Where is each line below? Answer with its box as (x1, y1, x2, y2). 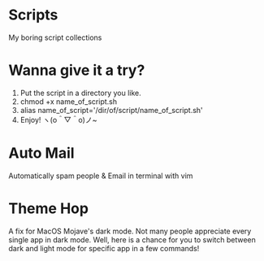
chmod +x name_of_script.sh (19, 96, 118, 107)
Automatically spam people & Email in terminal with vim (8, 171, 193, 181)
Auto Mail (8, 144, 75, 163)
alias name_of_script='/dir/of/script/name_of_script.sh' (19, 105, 203, 115)
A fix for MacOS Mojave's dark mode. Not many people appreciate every (8, 226, 252, 236)
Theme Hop (8, 199, 89, 217)
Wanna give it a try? (8, 61, 145, 80)
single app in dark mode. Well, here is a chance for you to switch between (8, 234, 256, 245)
